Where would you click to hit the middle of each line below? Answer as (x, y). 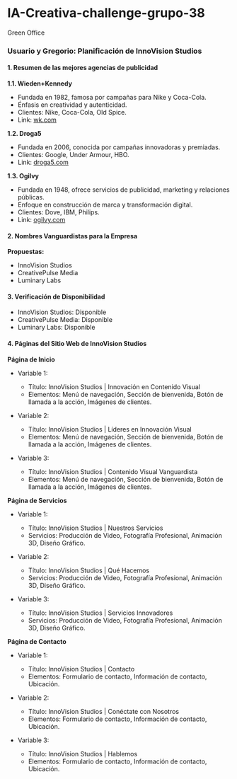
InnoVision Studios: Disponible (62, 312)
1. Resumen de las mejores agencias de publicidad (83, 68)
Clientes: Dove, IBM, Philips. (59, 212)
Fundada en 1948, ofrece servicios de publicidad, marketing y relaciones (123, 190)
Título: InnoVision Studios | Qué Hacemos (89, 570)
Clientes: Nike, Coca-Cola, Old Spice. (72, 112)
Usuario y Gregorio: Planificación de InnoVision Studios (105, 51)
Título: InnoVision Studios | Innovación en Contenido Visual (114, 386)
